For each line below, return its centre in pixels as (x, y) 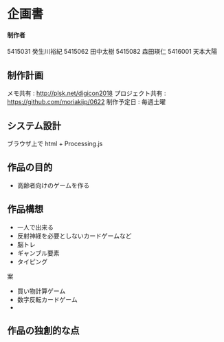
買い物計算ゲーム (41, 291)
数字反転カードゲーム (47, 299)
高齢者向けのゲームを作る (53, 185)
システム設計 (34, 126)
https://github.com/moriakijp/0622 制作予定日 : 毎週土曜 (87, 102)
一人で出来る (35, 227)
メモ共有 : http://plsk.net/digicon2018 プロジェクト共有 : (87, 93)
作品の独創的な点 (43, 331)
